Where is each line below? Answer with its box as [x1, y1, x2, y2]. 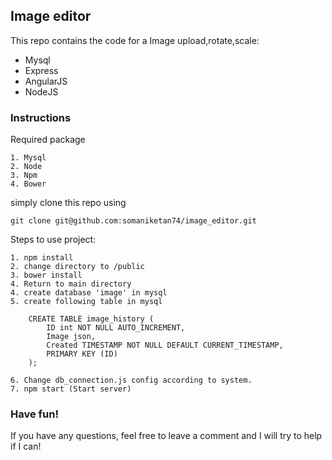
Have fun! [10, 407, 59, 421]
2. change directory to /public [10, 262, 145, 272]
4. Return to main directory [10, 279, 132, 289]
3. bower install [10, 270, 83, 281]
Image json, [46, 332, 97, 342]
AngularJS [24, 75, 68, 87]
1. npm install [10, 253, 74, 263]
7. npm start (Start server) [10, 384, 132, 394]
